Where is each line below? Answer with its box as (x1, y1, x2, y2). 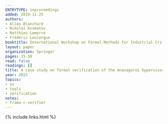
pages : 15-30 (5, 53, 32, 59)
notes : (5, 95, 19, 100)
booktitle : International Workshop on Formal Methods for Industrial (5, 40, 153, 45)
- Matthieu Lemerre (5, 30, 46, 35)
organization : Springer (5, 49, 55, 54)
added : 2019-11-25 (5, 12, 43, 17)
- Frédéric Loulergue (5, 35, 50, 40)
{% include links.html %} (5, 114, 56, 120)
